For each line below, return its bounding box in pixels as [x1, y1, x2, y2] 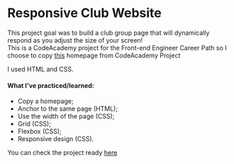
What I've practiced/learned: [7, 81, 94, 89]
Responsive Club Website [7, 5, 162, 21]
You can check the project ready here [7, 148, 118, 157]
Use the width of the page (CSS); [17, 112, 115, 121]
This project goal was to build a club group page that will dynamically [7, 28, 210, 37]
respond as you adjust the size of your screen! [7, 35, 143, 44]
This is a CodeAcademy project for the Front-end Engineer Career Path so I [7, 43, 227, 52]
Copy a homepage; [17, 97, 74, 106]
